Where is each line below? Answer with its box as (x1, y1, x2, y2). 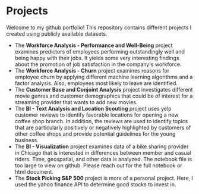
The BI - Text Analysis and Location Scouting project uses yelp (14, 105, 172, 112)
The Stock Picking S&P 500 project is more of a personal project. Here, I (14, 174, 193, 182)
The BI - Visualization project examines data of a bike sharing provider (14, 143, 189, 150)
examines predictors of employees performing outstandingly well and (14, 48, 185, 55)
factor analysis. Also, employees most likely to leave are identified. (14, 79, 178, 87)
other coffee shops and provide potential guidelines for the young (14, 130, 176, 137)
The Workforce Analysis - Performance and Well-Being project (14, 42, 173, 49)
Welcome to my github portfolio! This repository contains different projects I (6, 24, 192, 31)
